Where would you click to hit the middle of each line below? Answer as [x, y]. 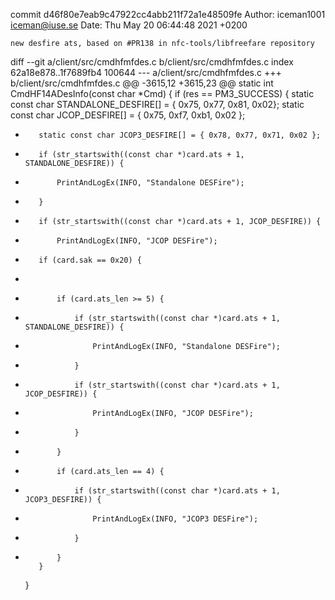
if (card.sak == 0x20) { [90, 260]
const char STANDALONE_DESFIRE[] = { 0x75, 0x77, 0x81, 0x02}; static [157, 104]
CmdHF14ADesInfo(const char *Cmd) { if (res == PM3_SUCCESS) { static [162, 93]
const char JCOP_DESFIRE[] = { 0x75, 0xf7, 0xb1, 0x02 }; [128, 115]
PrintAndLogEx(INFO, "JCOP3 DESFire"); [175, 519]
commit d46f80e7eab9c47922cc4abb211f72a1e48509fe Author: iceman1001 [168, 14]
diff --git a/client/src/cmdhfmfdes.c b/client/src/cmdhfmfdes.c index [152, 62]
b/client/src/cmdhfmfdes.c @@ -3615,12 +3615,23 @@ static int [142, 83]
